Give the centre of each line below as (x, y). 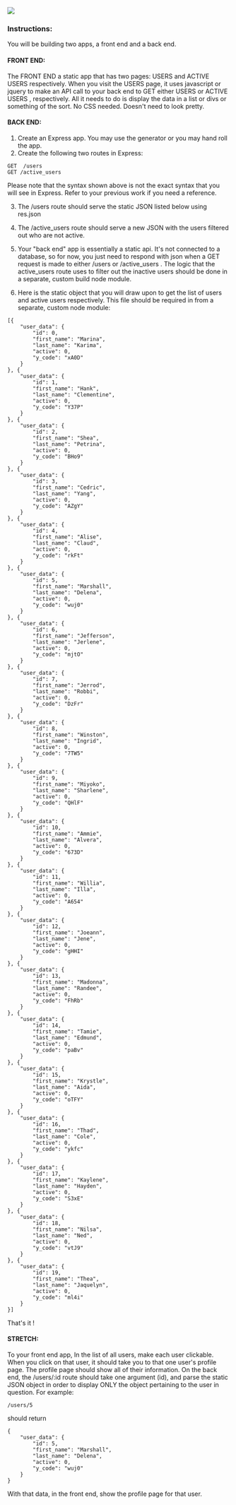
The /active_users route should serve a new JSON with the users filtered (123, 228)
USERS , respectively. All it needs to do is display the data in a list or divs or (117, 98)
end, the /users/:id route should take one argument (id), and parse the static (118, 1377)
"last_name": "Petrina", (69, 444)
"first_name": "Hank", (66, 389)
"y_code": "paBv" (58, 1050)
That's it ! (21, 1323)
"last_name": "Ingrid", (67, 741)
